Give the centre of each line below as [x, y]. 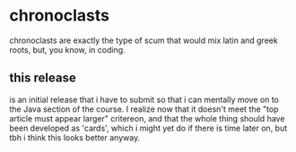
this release [43, 78]
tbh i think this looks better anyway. [75, 137]
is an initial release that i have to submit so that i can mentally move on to [144, 99]
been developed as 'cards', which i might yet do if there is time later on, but [148, 128]
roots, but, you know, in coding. [67, 49]
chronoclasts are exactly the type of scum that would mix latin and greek [144, 40]
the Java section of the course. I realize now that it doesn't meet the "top [144, 109]
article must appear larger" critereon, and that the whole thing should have [147, 118]
